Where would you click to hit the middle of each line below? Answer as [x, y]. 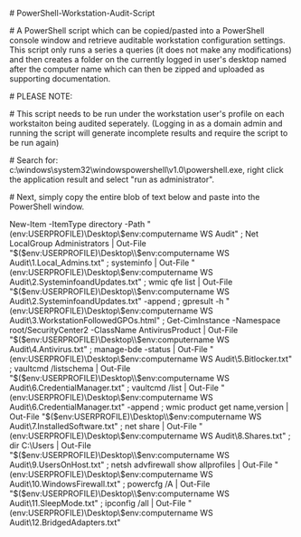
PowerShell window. [47, 206]
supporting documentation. [60, 79]
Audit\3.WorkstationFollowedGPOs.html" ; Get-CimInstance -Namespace [145, 320]
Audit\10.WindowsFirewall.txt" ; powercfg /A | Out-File [110, 484]
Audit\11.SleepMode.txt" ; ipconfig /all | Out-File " [101, 503]
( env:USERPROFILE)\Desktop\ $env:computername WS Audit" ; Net [134, 234]
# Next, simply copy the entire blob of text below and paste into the [135, 197]
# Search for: [34, 160]
